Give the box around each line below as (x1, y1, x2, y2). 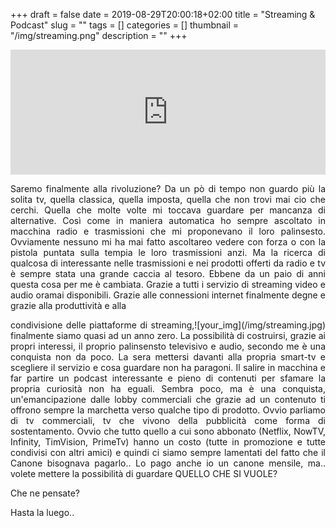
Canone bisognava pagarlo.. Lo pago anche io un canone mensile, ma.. (10, 457, 326, 469)
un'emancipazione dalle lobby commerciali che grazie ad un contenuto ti (10, 394, 326, 405)
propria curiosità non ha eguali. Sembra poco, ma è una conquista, (10, 383, 326, 394)
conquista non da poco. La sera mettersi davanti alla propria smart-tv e (10, 351, 326, 363)
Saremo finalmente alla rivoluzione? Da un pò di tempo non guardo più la (10, 183, 326, 194)
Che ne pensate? (10, 487, 80, 499)
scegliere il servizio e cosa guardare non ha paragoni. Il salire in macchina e (10, 362, 326, 373)
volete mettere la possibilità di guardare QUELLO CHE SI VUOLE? (10, 468, 278, 479)
